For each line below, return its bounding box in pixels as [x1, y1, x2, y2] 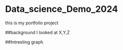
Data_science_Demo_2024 [5, 3, 118, 15]
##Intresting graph [5, 39, 44, 45]
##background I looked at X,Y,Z [5, 29, 70, 35]
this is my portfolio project [5, 20, 59, 26]
